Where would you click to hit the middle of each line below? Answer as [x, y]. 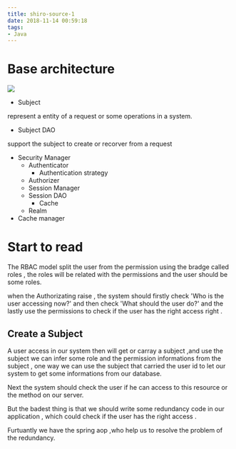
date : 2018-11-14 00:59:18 [47, 21]
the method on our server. [46, 395]
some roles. [25, 282]
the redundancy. [31, 438]
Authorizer [44, 181]
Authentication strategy [73, 173]
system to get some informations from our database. [84, 373]
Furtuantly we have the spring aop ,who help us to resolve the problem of [115, 430]
